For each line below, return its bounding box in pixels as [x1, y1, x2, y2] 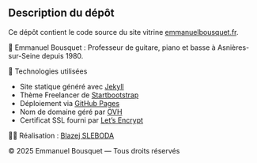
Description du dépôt [8, 6, 115, 20]
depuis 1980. [41, 51, 84, 60]
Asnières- [217, 43, 250, 52]
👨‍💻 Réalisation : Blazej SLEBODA [8, 131, 115, 140]
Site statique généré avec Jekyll [19, 81, 124, 91]
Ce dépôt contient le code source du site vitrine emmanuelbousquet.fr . [8, 27, 239, 36]
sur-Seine [8, 51, 40, 60]
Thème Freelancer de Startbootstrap [19, 90, 139, 100]
